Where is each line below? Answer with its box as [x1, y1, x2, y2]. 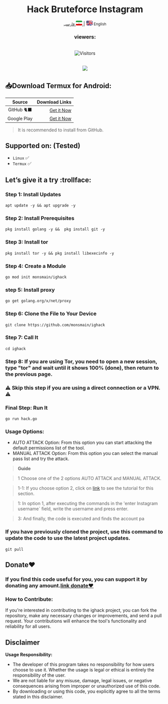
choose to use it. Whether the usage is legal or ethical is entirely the [12, 666, 154, 673]
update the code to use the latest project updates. [5, 535, 131, 542]
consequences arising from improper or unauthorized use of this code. [12, 683, 160, 689]
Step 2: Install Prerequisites [5, 215, 75, 222]
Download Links [37, 99, 72, 105]
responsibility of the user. [12, 672, 66, 678]
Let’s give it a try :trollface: [5, 175, 92, 184]
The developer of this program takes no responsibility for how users [12, 661, 154, 667]
